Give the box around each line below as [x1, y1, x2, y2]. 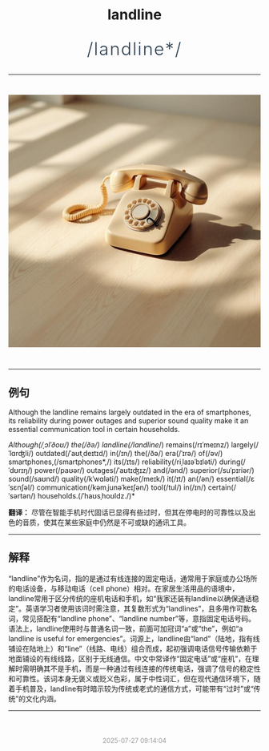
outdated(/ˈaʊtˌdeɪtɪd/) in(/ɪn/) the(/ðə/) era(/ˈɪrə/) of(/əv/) [35, 449, 223, 458]
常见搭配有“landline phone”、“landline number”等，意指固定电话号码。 [22, 613, 256, 623]
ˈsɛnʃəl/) [8, 482, 35, 492]
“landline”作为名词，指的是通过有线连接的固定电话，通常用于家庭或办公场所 [8, 573, 258, 583]
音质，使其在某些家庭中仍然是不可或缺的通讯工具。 [22, 518, 191, 527]
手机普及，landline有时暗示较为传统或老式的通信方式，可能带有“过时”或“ [14, 684, 254, 693]
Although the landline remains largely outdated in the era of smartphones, [8, 407, 252, 417]
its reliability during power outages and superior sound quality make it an [8, 416, 249, 426]
